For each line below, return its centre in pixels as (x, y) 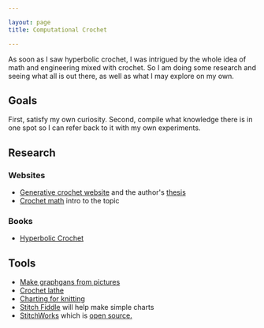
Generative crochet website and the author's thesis (103, 192)
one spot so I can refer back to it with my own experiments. (104, 128)
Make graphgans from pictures (70, 282)
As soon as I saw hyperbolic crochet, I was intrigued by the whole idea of (127, 59)
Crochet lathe (42, 291)
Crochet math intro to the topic (69, 201)
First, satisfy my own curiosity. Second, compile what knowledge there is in (130, 120)
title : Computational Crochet (58, 30)
